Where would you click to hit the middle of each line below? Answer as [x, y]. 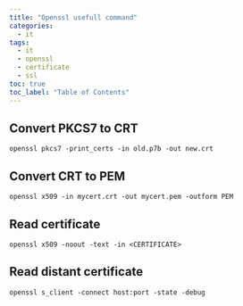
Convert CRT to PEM [67, 176]
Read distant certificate [76, 272]
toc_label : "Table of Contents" [69, 92]
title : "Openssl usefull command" [74, 17]
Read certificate [55, 224]
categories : [31, 26]
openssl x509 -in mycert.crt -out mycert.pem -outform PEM [121, 197]
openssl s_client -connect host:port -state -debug [107, 292]
